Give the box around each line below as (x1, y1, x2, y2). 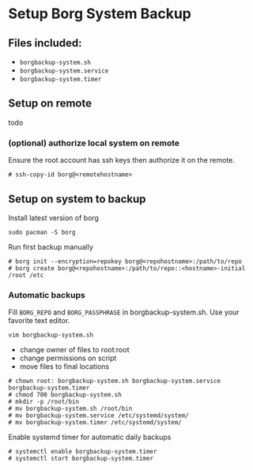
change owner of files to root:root (19, 345, 130, 355)
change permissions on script (19, 353, 117, 363)
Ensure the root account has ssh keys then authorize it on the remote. (8, 156, 236, 165)
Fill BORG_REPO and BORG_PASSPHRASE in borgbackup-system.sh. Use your (8, 307, 240, 317)
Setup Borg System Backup (8, 5, 192, 23)
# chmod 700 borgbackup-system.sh (8, 391, 123, 399)
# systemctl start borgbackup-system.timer (8, 455, 154, 463)
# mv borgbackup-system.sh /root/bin (8, 404, 133, 413)
